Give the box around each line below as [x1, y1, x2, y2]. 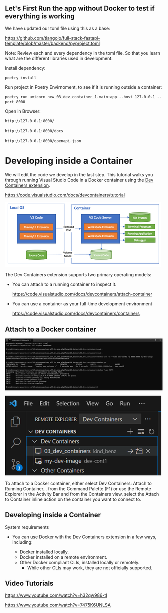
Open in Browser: [5, 108, 41, 114]
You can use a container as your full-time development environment [12, 301, 152, 307]
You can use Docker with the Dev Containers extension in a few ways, [12, 534, 157, 540]
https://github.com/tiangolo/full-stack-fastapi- [5, 35, 101, 41]
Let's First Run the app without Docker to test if [5, 4, 155, 13]
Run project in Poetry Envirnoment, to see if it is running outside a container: [5, 84, 162, 90]
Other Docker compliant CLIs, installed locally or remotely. [19, 559, 140, 565]
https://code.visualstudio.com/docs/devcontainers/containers [12, 310, 140, 317]
